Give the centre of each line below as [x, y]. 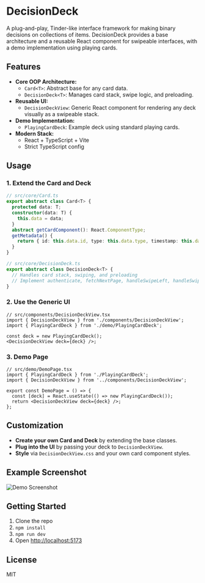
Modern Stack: [34, 133]
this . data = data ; [41, 218]
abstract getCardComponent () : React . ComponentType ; [79, 230]
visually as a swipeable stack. [62, 114]
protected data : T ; [37, 207]
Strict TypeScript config [54, 146]
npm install [30, 528]
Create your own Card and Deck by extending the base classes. [96, 440]
